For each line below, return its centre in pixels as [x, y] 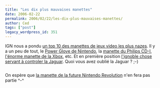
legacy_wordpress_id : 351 [31, 32]
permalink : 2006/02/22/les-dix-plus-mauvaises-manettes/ [64, 18]
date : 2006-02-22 [23, 14]
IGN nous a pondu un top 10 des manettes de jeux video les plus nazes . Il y [80, 46]
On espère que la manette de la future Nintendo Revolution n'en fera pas [78, 75]
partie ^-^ [15, 80]
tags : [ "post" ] [20, 28]
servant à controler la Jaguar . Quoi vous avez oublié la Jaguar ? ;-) [72, 62]
